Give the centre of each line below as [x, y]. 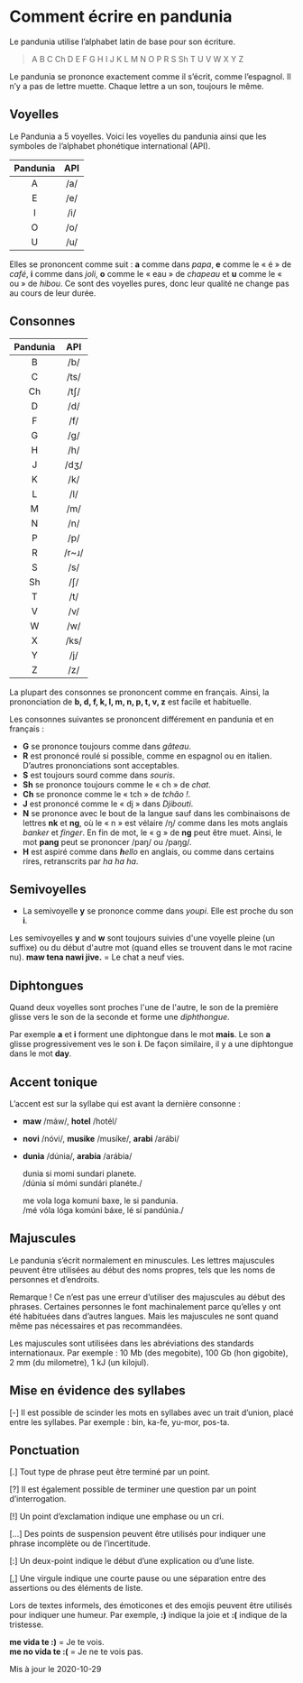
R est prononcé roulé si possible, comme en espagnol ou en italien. [147, 756]
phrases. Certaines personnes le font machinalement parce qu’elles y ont [145, 1306]
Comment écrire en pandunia [121, 17]
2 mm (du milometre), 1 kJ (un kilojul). [79, 1362]
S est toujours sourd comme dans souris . [99, 775]
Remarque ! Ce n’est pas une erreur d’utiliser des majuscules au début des [147, 1297]
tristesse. [27, 1624]
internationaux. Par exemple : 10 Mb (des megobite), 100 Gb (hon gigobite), [149, 1352]
